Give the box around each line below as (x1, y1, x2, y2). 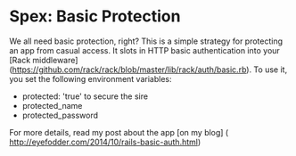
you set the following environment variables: (9, 73, 172, 84)
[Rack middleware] (9, 54, 78, 65)
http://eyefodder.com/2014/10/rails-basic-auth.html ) (9, 136, 201, 147)
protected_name (21, 100, 83, 111)
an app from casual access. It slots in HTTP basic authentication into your (9, 45, 281, 55)
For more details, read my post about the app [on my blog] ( (9, 127, 229, 137)
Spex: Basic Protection (9, 6, 181, 27)
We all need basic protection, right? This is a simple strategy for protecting (9, 36, 284, 46)
